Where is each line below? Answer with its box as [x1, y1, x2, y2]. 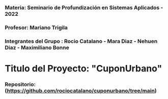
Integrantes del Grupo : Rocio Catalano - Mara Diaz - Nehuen [5, 38, 158, 45]
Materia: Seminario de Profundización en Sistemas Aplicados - [5, 4, 163, 11]
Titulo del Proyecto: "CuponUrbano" [5, 62, 162, 74]
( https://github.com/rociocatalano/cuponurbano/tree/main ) [5, 87, 157, 94]
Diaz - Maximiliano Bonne [5, 44, 69, 51]
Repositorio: [5, 81, 36, 88]
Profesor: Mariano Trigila [5, 24, 68, 31]
